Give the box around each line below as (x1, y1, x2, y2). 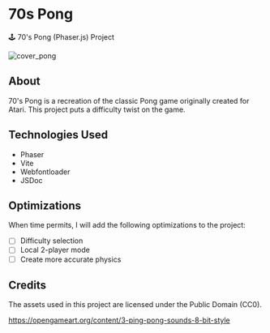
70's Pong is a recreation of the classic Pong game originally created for (8, 96, 250, 105)
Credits (8, 278, 47, 292)
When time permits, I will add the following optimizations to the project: (8, 220, 246, 230)
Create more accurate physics (19, 254, 122, 264)
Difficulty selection (19, 236, 84, 245)
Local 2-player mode (19, 245, 91, 255)
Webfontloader (19, 167, 71, 177)
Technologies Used (8, 128, 108, 142)
